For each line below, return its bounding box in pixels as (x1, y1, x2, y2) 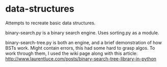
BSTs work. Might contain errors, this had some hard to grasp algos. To (5, 45, 155, 51)
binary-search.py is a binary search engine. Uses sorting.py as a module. (5, 29, 159, 36)
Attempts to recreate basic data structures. (5, 20, 96, 26)
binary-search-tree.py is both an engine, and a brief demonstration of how (5, 39, 162, 46)
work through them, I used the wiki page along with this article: (5, 50, 138, 56)
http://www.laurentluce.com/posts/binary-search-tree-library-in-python (5, 55, 157, 61)
